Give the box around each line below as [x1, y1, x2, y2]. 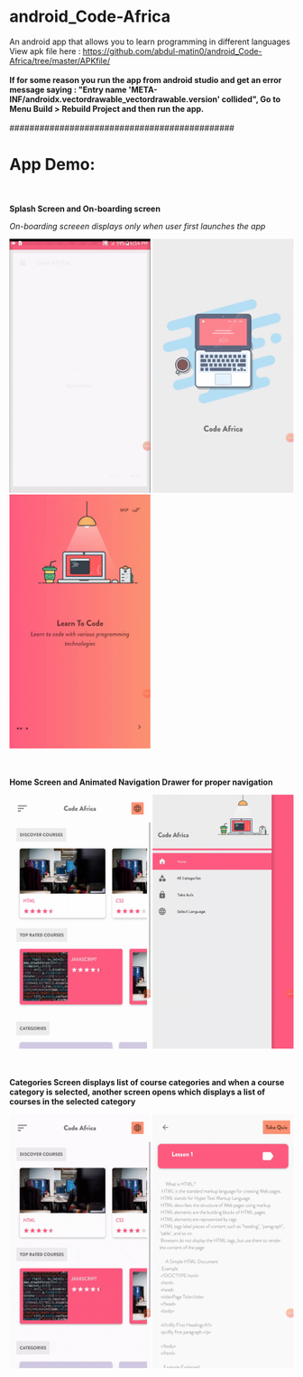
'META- [128, 84, 158, 95]
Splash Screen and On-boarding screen [9, 203, 161, 214]
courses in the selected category [9, 1095, 136, 1107]
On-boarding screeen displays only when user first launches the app [9, 220, 266, 231]
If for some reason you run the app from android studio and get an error [9, 74, 282, 85]
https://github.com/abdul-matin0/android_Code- [82, 45, 263, 56]
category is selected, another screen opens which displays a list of [9, 1086, 266, 1097]
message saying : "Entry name [9, 84, 127, 95]
